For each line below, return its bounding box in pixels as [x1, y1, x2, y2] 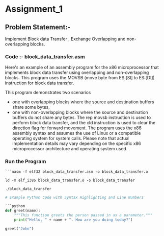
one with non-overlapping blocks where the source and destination [12, 109, 148, 116]
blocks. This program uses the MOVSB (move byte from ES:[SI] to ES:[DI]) [5, 75, 155, 81]
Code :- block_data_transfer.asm [5, 53, 85, 60]
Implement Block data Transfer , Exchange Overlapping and [5, 36, 126, 42]
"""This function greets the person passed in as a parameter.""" [14, 213, 153, 218]
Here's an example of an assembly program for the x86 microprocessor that [5, 65, 159, 71]
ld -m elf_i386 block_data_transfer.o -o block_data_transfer [5, 178, 135, 183]
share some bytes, [12, 104, 50, 110]
